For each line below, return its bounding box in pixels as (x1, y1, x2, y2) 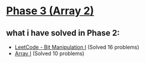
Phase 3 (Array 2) (6, 4, 95, 18)
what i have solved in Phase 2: (6, 28, 120, 38)
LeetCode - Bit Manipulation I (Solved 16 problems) (14, 43, 140, 51)
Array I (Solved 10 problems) (14, 50, 85, 57)
